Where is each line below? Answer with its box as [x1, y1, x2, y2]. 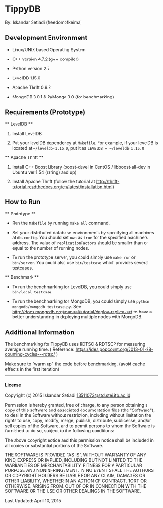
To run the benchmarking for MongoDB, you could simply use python [12, 298, 149, 304]
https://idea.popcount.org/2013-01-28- [75, 346, 154, 352]
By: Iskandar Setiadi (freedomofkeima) [5, 20, 82, 25]
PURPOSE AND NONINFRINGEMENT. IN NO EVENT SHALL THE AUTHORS [5, 468, 154, 473]
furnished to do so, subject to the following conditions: [5, 428, 114, 434]
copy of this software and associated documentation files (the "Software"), [5, 407, 155, 413]
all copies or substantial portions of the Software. [5, 443, 103, 449]
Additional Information [5, 328, 75, 336]
